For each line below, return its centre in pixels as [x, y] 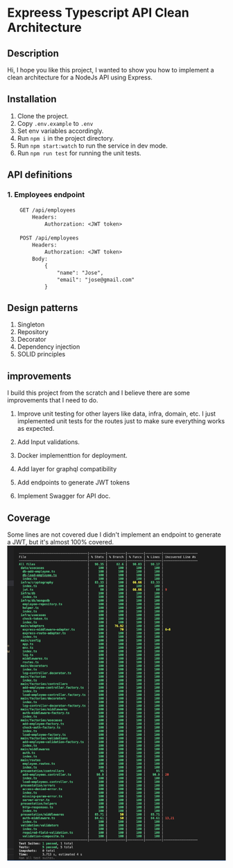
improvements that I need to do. [53, 400]
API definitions [40, 175]
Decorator [32, 340]
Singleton [31, 324]
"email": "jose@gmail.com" [96, 280]
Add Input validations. [48, 442]
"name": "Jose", [80, 273]
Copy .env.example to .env [55, 123]
